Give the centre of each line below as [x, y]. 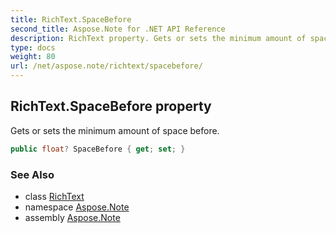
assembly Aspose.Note [72, 217]
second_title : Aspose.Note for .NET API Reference [118, 29]
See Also [32, 174]
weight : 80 [33, 57]
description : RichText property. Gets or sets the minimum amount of [158, 38]
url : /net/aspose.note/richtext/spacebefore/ [106, 66]
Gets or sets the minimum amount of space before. [115, 130]
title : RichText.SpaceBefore [71, 19]
